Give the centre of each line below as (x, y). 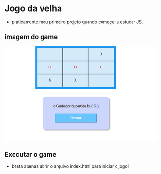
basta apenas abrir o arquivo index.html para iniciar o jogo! (70, 166)
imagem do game (31, 37)
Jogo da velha (33, 8)
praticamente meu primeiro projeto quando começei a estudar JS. (77, 22)
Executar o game (30, 154)
